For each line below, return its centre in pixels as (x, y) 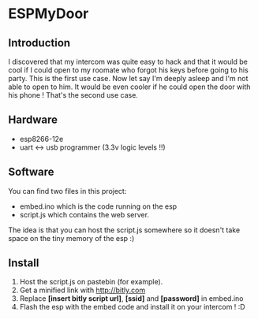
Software (31, 172)
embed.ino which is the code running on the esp (98, 206)
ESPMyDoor (49, 14)
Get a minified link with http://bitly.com (82, 290)
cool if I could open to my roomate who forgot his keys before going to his (128, 70)
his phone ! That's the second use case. (73, 95)
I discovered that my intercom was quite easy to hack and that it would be (128, 61)
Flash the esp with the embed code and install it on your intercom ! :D (133, 307)
